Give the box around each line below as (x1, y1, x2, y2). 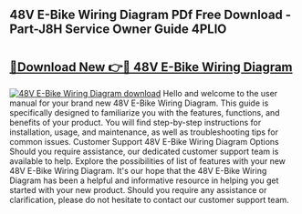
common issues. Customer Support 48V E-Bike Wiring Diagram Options (9, 137, 280, 147)
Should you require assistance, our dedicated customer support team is (9, 146, 279, 157)
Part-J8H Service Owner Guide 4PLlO (9, 22, 227, 37)
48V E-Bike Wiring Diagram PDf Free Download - (9, 7, 292, 23)
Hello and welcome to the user (162, 88, 278, 98)
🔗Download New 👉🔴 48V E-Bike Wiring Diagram (9, 59, 294, 75)
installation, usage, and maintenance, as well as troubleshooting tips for (9, 127, 279, 138)
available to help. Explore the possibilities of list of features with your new (9, 156, 286, 167)
